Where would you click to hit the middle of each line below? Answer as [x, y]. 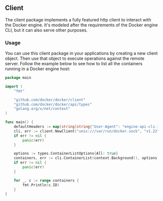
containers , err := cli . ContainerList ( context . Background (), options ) [87, 158]
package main [18, 78]
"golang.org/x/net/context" [42, 109]
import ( [14, 86]
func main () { [19, 122]
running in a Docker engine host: [38, 69]
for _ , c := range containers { [46, 180]
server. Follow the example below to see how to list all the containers [74, 64]
